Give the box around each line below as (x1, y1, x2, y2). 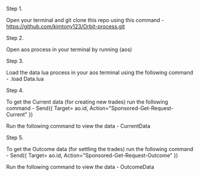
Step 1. (6, 5, 23, 12)
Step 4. (6, 87, 24, 94)
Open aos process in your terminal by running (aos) (6, 46, 132, 53)
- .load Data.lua (6, 76, 44, 82)
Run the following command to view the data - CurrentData (6, 122, 150, 130)
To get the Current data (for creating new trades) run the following (6, 98, 168, 105)
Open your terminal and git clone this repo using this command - (6, 17, 165, 23)
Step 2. (6, 34, 24, 41)
